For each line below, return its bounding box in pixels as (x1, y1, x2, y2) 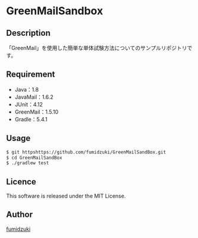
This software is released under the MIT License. (6, 192, 126, 200)
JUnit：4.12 (14, 101, 43, 108)
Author (6, 209, 33, 220)
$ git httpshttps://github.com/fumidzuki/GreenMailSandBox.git (6, 149, 166, 155)
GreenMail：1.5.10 (14, 108, 58, 115)
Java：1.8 (14, 86, 39, 93)
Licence (6, 177, 37, 187)
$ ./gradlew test (6, 160, 49, 166)
